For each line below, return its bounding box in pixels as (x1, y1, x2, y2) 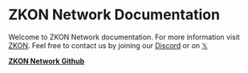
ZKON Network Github (8, 56, 85, 66)
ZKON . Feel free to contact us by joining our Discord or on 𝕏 (8, 40, 208, 50)
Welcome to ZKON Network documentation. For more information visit (8, 32, 241, 42)
